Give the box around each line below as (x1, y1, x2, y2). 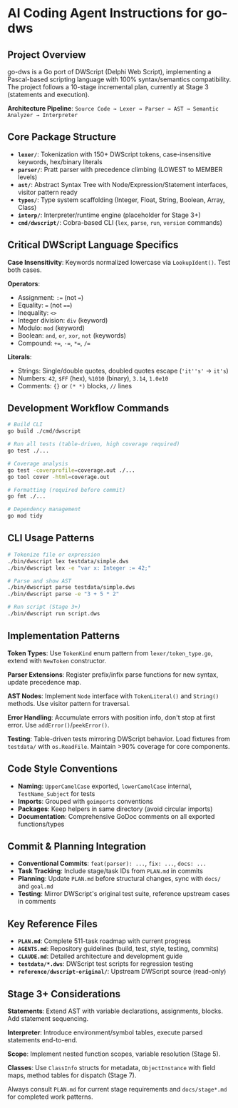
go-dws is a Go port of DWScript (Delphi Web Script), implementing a (7, 68, 212, 76)
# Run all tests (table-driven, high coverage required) (7, 440, 180, 448)
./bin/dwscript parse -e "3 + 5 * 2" (7, 590, 120, 598)
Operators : (7, 279, 41, 288)
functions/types (17, 820, 65, 828)
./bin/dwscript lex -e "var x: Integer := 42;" (7, 564, 152, 572)
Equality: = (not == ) (17, 301, 73, 309)
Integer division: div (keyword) (17, 316, 108, 324)
